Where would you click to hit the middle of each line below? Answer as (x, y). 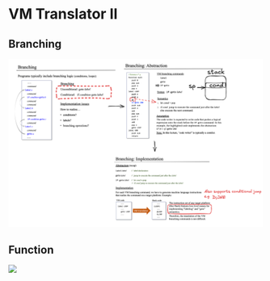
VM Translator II (63, 14)
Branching (35, 44)
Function (31, 250)
